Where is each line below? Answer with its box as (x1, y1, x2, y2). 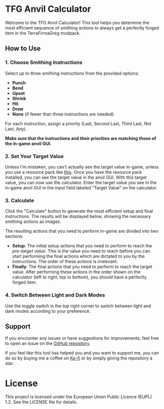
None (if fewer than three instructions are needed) (12, 111, 114, 117)
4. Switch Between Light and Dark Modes (5, 292, 105, 299)
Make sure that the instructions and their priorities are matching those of (5, 135, 157, 141)
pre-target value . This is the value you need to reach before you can (12, 248, 150, 254)
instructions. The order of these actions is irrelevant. (12, 259, 118, 265)
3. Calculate (5, 197, 34, 204)
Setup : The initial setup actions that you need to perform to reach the (12, 243, 152, 249)
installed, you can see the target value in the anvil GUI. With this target (5, 174, 147, 180)
